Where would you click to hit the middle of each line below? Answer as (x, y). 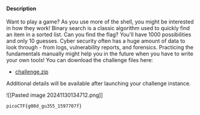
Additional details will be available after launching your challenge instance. (98, 84)
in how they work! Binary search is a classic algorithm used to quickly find (98, 28)
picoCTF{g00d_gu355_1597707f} (44, 106)
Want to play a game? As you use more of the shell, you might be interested (100, 22)
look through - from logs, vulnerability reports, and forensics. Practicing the (100, 48)
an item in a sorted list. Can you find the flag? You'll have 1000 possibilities (99, 35)
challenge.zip (32, 72)
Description (21, 8)
